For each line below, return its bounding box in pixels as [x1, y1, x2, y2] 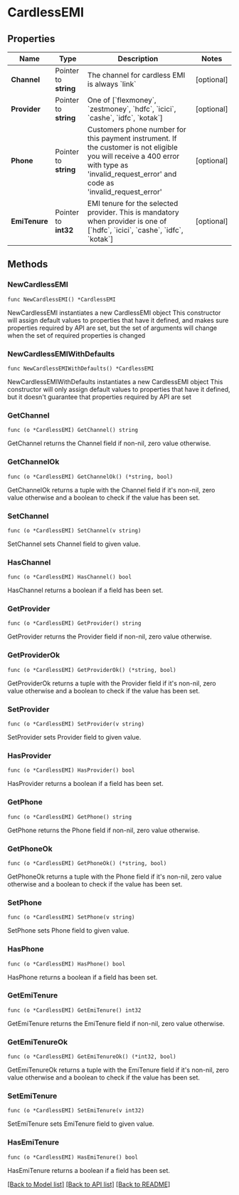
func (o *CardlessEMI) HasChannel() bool [7, 574, 132, 581]
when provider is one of [87, 217, 167, 226]
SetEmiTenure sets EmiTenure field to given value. [7, 1119, 154, 1128]
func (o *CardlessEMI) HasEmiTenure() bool [7, 1154, 139, 1161]
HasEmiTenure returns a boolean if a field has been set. [7, 1166, 171, 1174]
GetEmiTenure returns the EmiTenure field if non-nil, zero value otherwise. [7, 1019, 225, 1028]
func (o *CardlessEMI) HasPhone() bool [7, 960, 126, 968]
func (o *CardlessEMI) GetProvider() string [7, 620, 142, 627]
